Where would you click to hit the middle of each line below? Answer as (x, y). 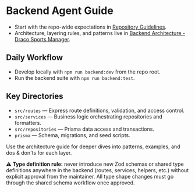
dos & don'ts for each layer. (39, 152)
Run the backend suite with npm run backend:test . (75, 78)
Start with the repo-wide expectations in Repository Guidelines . (91, 27)
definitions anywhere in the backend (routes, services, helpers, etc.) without (97, 170)
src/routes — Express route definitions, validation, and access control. (99, 110)
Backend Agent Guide (60, 11)
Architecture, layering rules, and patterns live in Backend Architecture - (100, 33)
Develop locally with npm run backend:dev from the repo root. (88, 72)
